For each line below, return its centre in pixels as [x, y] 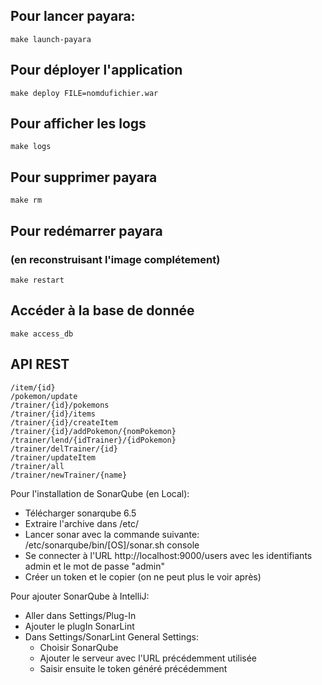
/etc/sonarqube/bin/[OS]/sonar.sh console [112, 545]
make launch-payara [51, 39]
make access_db [42, 334]
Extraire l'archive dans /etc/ [81, 523]
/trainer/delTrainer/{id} [64, 449]
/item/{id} [33, 387]
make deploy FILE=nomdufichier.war [84, 93]
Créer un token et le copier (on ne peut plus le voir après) [143, 576]
